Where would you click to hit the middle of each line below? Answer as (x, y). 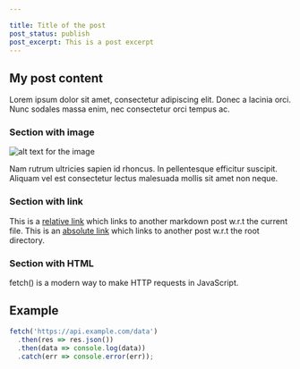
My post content (56, 78)
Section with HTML (51, 263)
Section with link (46, 202)
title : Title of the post (57, 25)
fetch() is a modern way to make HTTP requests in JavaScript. (124, 283)
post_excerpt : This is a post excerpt (81, 42)
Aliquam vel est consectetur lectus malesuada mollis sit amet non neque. (144, 179)
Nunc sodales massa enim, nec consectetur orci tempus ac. (120, 109)
